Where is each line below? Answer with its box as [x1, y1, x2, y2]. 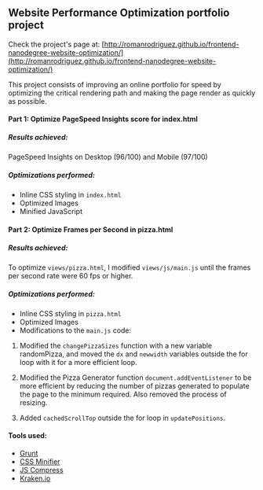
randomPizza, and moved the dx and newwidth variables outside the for [19, 349, 249, 359]
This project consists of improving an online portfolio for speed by [8, 79, 221, 89]
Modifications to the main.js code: [19, 326, 132, 335]
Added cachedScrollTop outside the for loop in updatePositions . [19, 413, 226, 422]
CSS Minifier [19, 457, 60, 466]
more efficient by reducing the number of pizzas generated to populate [19, 381, 250, 390]
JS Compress [19, 466, 64, 475]
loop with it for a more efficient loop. [19, 357, 137, 367]
